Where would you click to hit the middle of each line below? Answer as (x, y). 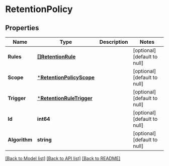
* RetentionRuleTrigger (65, 98)
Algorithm (20, 140)
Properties (22, 28)
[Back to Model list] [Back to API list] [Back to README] (63, 158)
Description (114, 42)
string (44, 140)
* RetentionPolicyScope (66, 77)
